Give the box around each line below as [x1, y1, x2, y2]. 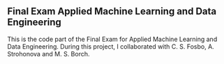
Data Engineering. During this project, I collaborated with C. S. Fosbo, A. [7, 42, 214, 51]
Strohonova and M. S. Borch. [7, 49, 90, 58]
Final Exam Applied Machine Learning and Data [7, 6, 217, 17]
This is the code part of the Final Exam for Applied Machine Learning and [7, 35, 218, 43]
